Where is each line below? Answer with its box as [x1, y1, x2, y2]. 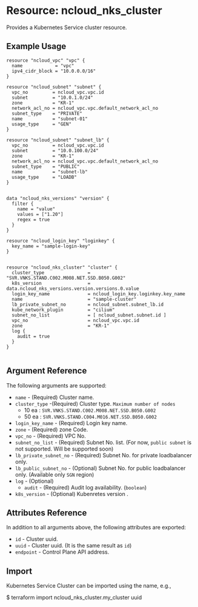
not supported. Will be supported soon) [15, 445, 114, 452]
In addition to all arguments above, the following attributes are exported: [6, 524, 186, 531]
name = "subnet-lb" [12, 169, 88, 175]
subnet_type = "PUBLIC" [12, 163, 80, 170]
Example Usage [6, 41, 67, 52]
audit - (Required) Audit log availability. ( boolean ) [24, 483, 147, 491]
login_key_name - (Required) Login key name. [15, 419, 128, 426]
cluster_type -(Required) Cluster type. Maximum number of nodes [15, 400, 176, 407]
